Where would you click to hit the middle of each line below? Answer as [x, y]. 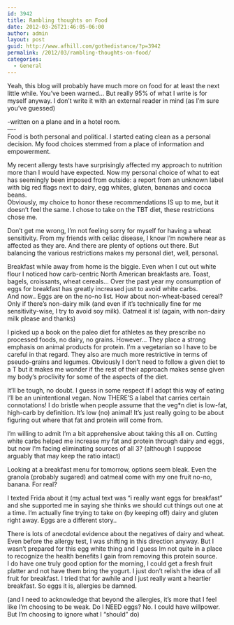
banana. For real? [32, 484]
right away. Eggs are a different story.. [62, 520]
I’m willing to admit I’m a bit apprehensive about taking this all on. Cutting [112, 433]
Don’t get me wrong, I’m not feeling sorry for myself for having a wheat [109, 230]
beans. [17, 195]
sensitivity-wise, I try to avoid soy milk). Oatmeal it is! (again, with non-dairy [116, 311]
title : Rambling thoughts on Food [58, 20]
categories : [24, 59]
